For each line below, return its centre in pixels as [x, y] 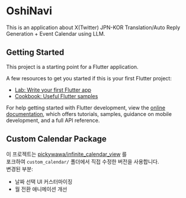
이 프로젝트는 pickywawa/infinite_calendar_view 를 [67, 154]
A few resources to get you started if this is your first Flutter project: [89, 78]
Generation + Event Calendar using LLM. [56, 33]
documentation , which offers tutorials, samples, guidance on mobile [89, 114]
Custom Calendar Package [56, 139]
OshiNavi [29, 11]
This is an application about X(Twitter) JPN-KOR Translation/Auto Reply [93, 27]
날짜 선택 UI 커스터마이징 [44, 181]
